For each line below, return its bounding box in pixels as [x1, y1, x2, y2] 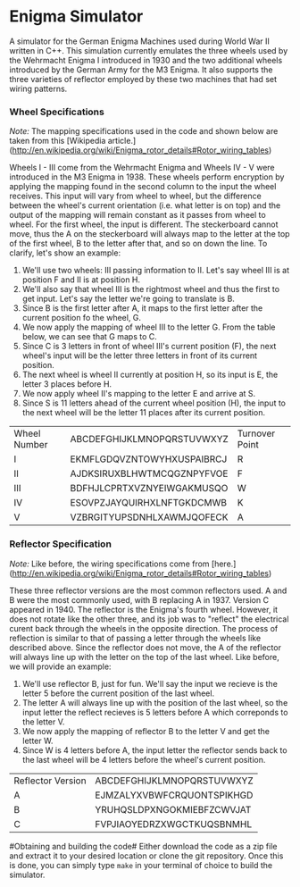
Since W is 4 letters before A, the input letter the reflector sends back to [21, 744, 287, 756]
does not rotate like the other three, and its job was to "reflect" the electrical [9, 614, 289, 624]
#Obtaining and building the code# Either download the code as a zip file [9, 841, 278, 851]
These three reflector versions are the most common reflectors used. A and [9, 585, 287, 596]
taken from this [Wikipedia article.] [9, 136, 137, 146]
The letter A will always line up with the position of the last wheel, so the [21, 697, 288, 707]
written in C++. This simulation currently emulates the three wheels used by [9, 45, 288, 55]
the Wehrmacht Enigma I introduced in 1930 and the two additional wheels [9, 54, 283, 65]
